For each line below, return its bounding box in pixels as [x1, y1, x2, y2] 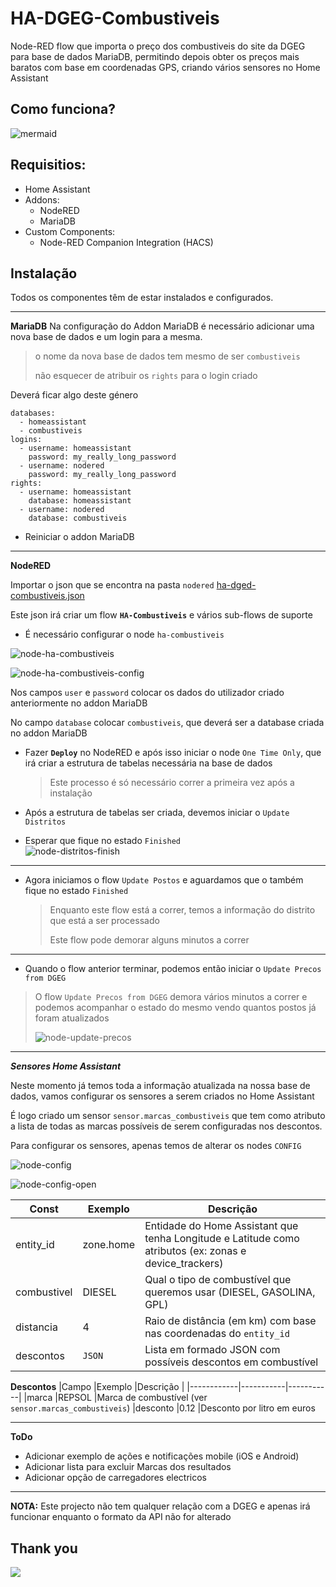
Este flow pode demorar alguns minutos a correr [49, 934, 250, 946]
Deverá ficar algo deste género [10, 389, 139, 401]
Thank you [10, 1540, 78, 1557]
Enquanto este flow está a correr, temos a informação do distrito [49, 904, 316, 916]
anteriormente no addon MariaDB [10, 697, 148, 709]
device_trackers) [144, 1257, 224, 1271]
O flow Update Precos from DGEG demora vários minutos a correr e [34, 991, 308, 1003]
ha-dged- [216, 579, 257, 591]
